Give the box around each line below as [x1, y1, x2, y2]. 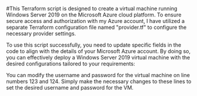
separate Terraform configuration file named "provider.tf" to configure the [6, 24, 187, 31]
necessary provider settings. [6, 30, 76, 37]
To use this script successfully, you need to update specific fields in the [6, 41, 182, 48]
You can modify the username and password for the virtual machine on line [6, 72, 190, 78]
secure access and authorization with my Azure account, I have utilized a [6, 18, 185, 24]
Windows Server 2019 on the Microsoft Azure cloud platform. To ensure [6, 11, 182, 18]
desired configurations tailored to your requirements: [6, 60, 135, 67]
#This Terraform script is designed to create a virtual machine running [6, 5, 178, 12]
